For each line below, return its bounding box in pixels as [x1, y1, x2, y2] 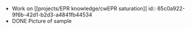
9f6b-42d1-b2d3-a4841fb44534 [11, 11, 93, 18]
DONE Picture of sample [11, 18, 72, 24]
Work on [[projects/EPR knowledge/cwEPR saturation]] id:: [11, 5, 156, 12]
